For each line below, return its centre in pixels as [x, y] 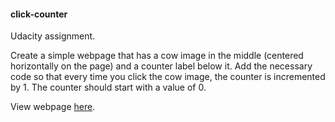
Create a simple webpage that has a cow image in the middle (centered [157, 56]
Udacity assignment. [53, 36]
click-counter [39, 14]
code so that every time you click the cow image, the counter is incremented [168, 77]
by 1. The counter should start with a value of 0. [108, 87]
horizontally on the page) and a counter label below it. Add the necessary [161, 66]
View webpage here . [53, 107]
